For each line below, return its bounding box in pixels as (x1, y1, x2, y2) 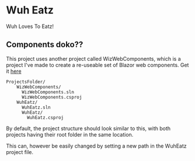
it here (6, 68, 22, 75)
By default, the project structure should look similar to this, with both (6, 125, 171, 132)
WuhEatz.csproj (27, 114, 64, 120)
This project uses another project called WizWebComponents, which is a (6, 55, 181, 62)
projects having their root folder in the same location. (6, 131, 134, 138)
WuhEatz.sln (21, 104, 51, 110)
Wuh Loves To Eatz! (6, 23, 54, 30)
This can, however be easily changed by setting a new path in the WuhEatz (6, 142, 187, 149)
